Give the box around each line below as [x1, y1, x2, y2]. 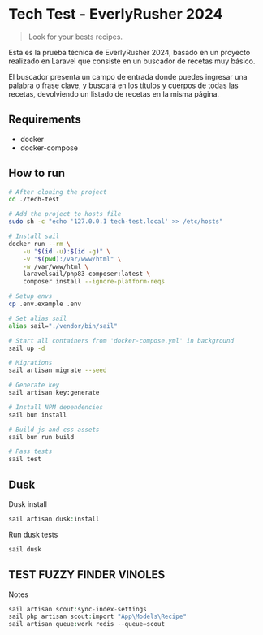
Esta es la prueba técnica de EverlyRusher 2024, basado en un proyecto [8, 47, 251, 57]
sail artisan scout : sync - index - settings [8, 605, 148, 613]
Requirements [8, 113, 81, 127]
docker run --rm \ [8, 240, 71, 248]
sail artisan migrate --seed [8, 366, 107, 374]
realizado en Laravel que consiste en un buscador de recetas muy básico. [8, 56, 256, 66]
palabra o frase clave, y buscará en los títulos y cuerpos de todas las [8, 80, 239, 90]
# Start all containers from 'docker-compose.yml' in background [8, 336, 234, 345]
